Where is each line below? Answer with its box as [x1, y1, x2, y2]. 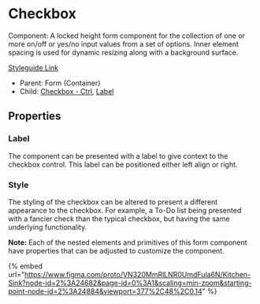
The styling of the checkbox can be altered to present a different [8, 197, 218, 206]
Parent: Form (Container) [19, 78, 101, 88]
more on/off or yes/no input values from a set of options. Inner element [8, 39, 239, 48]
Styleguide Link [8, 62, 59, 72]
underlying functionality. [8, 222, 87, 231]
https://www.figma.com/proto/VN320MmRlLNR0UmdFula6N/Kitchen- [24, 269, 251, 279]
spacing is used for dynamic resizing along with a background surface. [8, 47, 239, 57]
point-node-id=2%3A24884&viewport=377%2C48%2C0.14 [8, 286, 202, 296]
